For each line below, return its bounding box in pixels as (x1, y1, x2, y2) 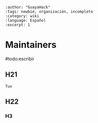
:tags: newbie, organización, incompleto (5, 9, 93, 14)
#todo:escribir (5, 55, 35, 61)
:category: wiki (5, 14, 39, 19)
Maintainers (5, 39, 57, 50)
